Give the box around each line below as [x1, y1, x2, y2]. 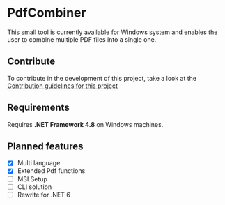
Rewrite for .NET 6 [17, 190, 71, 199]
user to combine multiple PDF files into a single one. [7, 35, 157, 43]
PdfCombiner [7, 5, 86, 21]
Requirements [7, 102, 70, 114]
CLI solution [17, 183, 52, 191]
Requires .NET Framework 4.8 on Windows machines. [7, 120, 164, 128]
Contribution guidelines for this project [7, 82, 118, 90]
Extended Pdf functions [17, 167, 86, 175]
